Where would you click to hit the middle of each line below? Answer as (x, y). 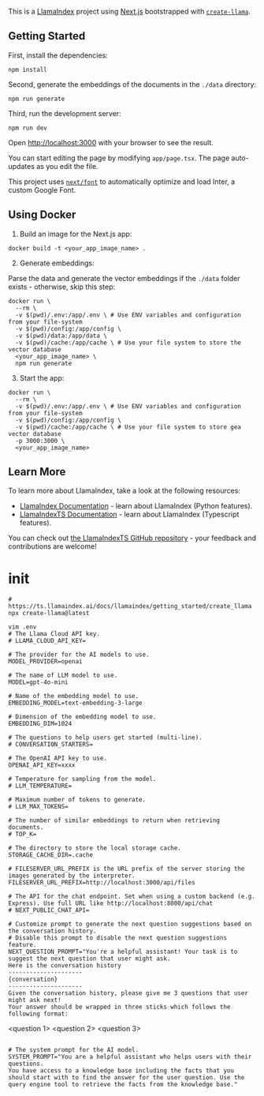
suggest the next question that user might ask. (89, 959)
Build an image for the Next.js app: (76, 234)
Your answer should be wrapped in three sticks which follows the (119, 1007)
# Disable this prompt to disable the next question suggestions (117, 938)
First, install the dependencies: (58, 55)
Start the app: (42, 377)
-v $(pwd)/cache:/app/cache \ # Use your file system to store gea (128, 427)
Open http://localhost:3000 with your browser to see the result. (111, 142)
